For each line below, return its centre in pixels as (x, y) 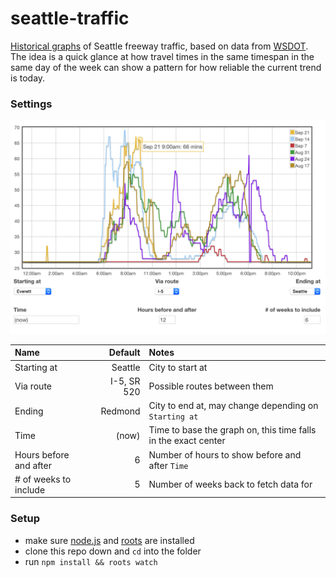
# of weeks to (43, 479)
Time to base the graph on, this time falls (232, 430)
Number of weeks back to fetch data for (230, 484)
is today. (28, 78)
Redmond (120, 411)
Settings (31, 104)
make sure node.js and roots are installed (109, 540)
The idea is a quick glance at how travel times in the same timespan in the (162, 56)
